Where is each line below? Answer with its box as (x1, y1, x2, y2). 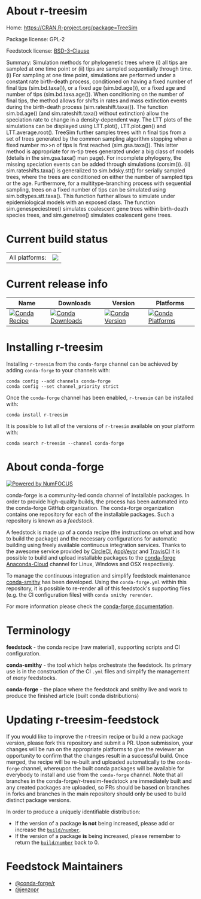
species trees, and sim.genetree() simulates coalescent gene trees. (6, 211, 172, 218)
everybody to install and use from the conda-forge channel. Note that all (6, 771, 183, 778)
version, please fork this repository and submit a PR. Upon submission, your (6, 739, 193, 746)
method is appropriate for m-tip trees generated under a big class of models (6, 148, 194, 155)
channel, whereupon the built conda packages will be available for (20, 764, 184, 772)
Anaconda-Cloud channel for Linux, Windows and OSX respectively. (6, 560, 175, 567)
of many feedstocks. (6, 674, 57, 681)
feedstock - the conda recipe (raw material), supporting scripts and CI (6, 643, 181, 651)
